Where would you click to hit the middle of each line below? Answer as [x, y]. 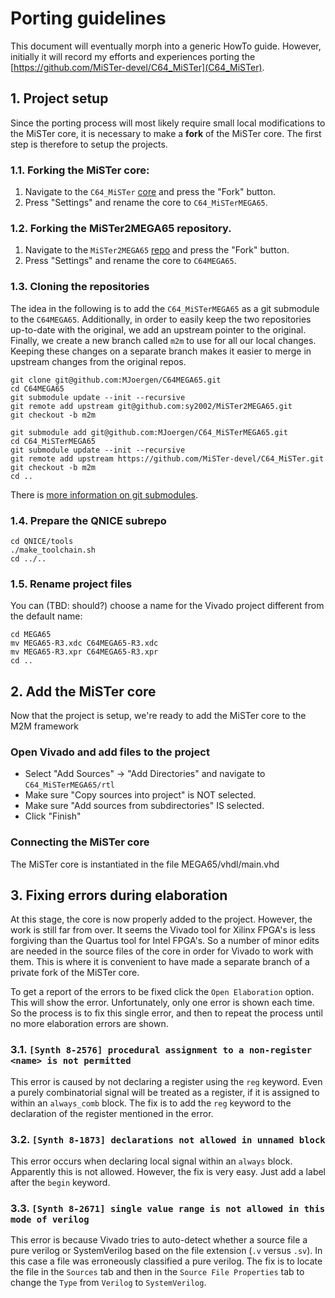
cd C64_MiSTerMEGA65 [53, 441]
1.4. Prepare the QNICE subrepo [88, 520]
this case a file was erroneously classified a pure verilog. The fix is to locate [166, 1261]
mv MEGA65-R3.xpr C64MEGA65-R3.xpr [84, 652]
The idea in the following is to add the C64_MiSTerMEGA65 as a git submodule [165, 308]
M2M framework [45, 726]
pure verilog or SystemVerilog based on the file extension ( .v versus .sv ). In [166, 1251]
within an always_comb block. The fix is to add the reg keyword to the [151, 1103]
